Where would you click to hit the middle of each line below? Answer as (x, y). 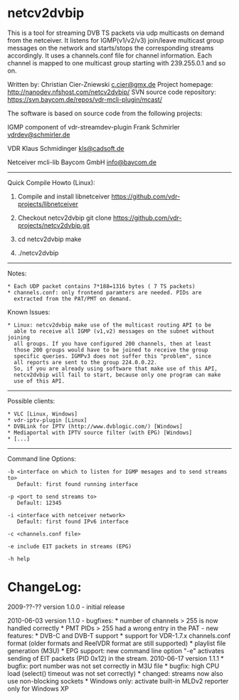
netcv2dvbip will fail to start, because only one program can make (117, 375)
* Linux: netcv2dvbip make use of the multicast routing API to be (110, 325)
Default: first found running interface (78, 484)
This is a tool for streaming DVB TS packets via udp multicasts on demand (116, 33)
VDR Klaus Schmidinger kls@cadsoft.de (66, 148)
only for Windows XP (38, 689)
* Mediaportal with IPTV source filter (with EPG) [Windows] (100, 433)
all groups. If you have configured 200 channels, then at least (113, 344)
